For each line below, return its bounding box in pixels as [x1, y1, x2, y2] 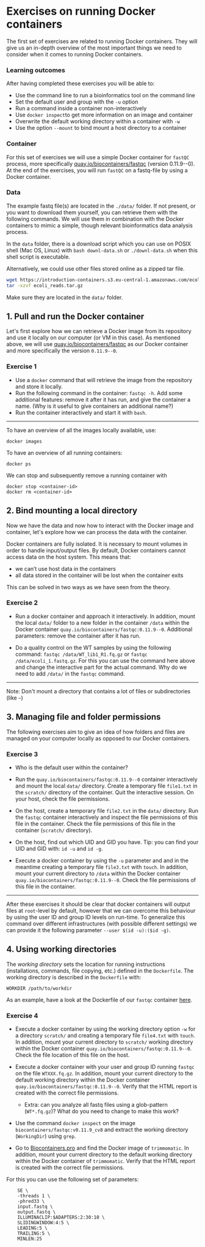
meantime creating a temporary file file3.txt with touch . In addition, [15, 863, 188, 870]
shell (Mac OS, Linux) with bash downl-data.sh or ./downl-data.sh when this [6, 246, 198, 254]
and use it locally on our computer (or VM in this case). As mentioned [6, 334, 181, 341]
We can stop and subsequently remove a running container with [6, 472, 167, 479]
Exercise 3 [6, 750, 38, 758]
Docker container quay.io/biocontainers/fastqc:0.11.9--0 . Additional [15, 625, 193, 633]
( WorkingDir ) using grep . [15, 1132, 76, 1140]
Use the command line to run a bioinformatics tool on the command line [15, 92, 195, 99]
